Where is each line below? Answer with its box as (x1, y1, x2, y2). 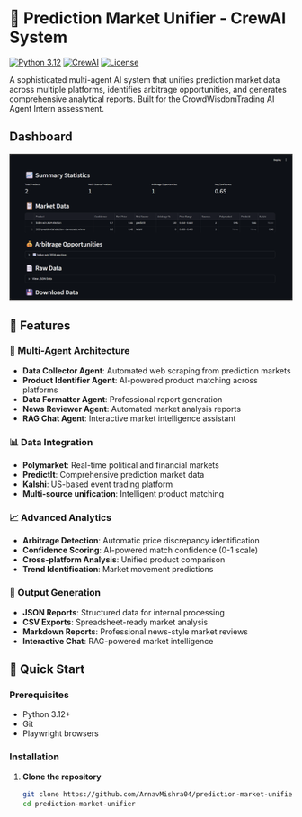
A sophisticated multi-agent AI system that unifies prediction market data (9, 74, 280, 85)
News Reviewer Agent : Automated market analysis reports (22, 403, 241, 414)
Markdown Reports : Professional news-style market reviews (22, 625, 249, 637)
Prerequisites (9, 688, 69, 701)
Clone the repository (22, 771, 102, 782)
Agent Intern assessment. (9, 103, 105, 113)
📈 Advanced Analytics (9, 512, 112, 525)
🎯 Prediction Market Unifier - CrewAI (9, 8, 287, 29)
